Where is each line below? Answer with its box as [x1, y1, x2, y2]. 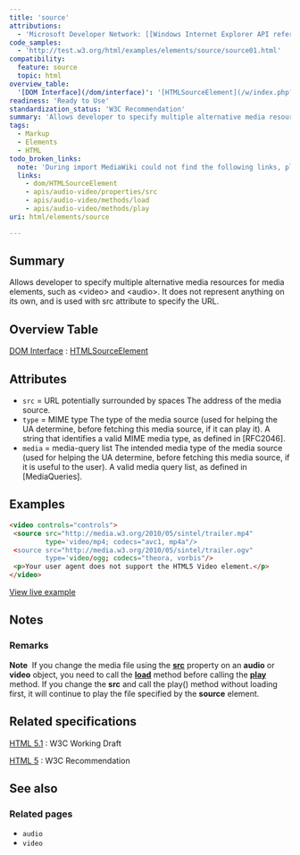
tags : [9, 122, 29, 130]
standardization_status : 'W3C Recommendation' [9, 105, 186, 113]
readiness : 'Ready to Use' [9, 96, 110, 105]
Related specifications [9, 714, 137, 729]
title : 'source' [9, 13, 70, 22]
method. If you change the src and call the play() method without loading [9, 678, 279, 689]
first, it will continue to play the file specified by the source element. [9, 688, 260, 699]
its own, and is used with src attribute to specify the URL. [9, 296, 220, 306]
